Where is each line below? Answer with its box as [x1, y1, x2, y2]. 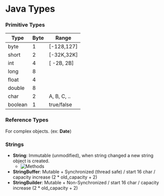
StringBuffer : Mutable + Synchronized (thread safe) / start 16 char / [12, 169, 156, 175]
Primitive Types [5, 21, 45, 29]
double [8, 85, 25, 92]
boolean [8, 101, 28, 108]
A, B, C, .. [49, 93, 71, 100]
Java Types [5, 3, 55, 15]
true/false [49, 101, 73, 108]
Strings [5, 141, 24, 148]
